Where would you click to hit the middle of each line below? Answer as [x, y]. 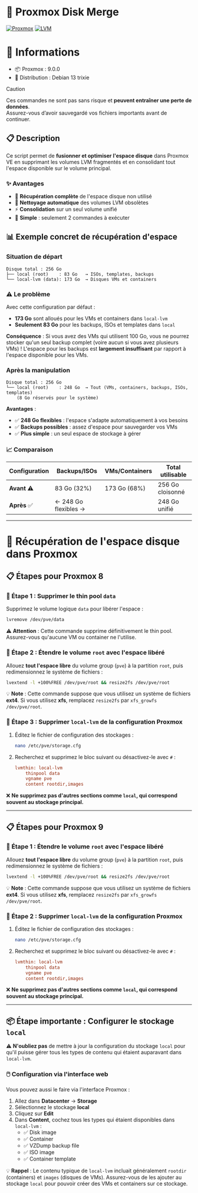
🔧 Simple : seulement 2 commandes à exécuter [72, 217]
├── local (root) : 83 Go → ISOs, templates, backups [80, 274]
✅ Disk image [40, 1132]
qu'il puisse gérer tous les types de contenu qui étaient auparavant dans [94, 1053]
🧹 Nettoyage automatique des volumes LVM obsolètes [82, 202]
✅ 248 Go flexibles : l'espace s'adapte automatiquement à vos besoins [101, 420]
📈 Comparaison [30, 450]
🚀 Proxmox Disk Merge [62, 12]
